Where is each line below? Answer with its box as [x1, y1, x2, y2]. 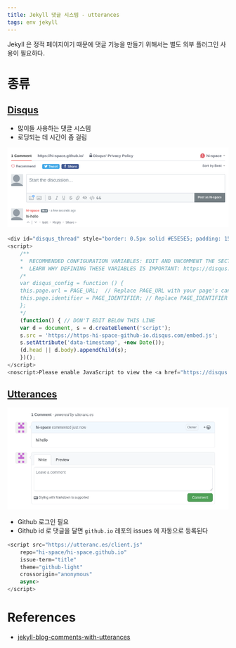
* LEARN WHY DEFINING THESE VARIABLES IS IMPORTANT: [20, 265, 181, 272]
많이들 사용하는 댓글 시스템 [17, 124, 91, 132]
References [7, 609, 76, 625]
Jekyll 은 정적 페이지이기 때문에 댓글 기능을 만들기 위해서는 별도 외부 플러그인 [7, 39, 219, 49]
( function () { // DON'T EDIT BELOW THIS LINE [20, 317, 156, 324]
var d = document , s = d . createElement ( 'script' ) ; [20, 324, 171, 331]
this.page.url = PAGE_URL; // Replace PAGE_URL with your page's [20, 287, 218, 295]
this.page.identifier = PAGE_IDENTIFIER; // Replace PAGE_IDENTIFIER [20, 295, 228, 302]
